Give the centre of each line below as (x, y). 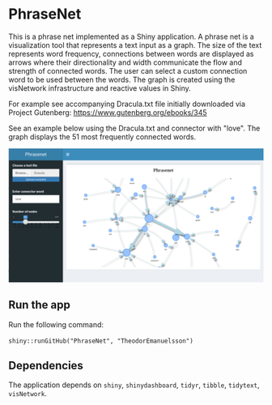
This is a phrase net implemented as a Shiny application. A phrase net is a (132, 36)
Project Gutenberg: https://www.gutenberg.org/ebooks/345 (108, 112)
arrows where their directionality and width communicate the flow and (125, 62)
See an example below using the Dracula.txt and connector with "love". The (134, 128)
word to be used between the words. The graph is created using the (122, 79)
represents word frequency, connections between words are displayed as (131, 53)
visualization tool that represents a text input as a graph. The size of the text (135, 45)
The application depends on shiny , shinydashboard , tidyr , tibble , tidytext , (134, 385)
